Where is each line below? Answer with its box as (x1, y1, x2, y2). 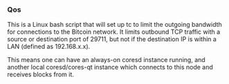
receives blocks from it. (7, 70, 75, 78)
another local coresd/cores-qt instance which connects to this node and (7, 63, 213, 72)
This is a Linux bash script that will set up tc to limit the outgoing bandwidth (7, 21, 223, 29)
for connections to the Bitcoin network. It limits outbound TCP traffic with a (7, 28, 221, 36)
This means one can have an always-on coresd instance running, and (7, 56, 205, 64)
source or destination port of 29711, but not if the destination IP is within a (7, 35, 217, 43)
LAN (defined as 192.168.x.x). (7, 43, 91, 51)
